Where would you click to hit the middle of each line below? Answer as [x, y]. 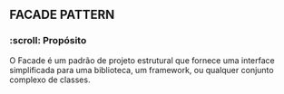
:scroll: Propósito [48, 41]
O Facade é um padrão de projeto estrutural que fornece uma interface [142, 60]
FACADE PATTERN [62, 15]
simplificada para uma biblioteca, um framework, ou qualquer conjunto [142, 70]
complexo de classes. [50, 80]
